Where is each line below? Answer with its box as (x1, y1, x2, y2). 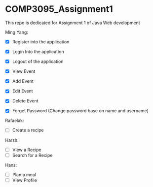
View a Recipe (12, 147, 42, 153)
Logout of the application (12, 59, 64, 64)
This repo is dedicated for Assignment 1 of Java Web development (5, 20, 140, 26)
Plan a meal (12, 171, 36, 178)
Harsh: (5, 137, 19, 143)
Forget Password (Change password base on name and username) (12, 108, 149, 114)
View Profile (12, 177, 37, 183)
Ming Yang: (5, 29, 29, 35)
